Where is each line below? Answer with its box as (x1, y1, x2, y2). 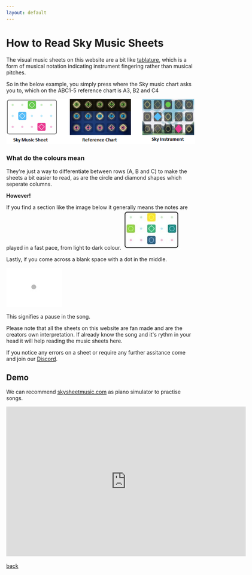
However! (6, 192, 31, 199)
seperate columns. (6, 180, 52, 187)
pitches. (6, 69, 26, 76)
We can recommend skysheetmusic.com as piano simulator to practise (6, 388, 181, 395)
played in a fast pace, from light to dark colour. (6, 244, 122, 251)
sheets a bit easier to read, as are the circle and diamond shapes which (6, 174, 182, 181)
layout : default (6, 10, 47, 16)
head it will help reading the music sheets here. (6, 337, 123, 344)
